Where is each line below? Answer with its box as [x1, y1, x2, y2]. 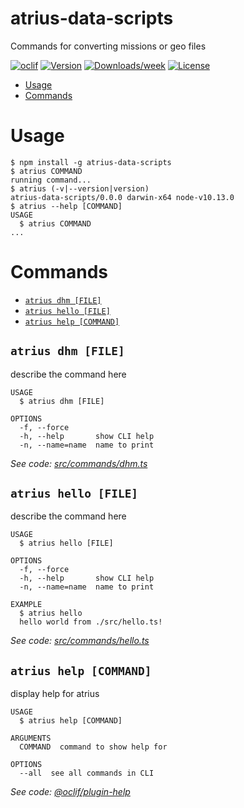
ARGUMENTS [10, 733, 52, 744]
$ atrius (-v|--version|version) [10, 183, 150, 194]
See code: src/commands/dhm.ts [10, 457, 148, 469]
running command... [10, 175, 92, 185]
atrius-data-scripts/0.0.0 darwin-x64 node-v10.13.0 [10, 192, 235, 202]
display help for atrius [10, 688, 100, 700]
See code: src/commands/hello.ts [10, 635, 150, 647]
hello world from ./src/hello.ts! [19, 617, 163, 627]
